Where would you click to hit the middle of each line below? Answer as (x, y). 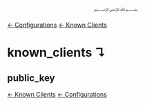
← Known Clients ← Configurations (57, 94)
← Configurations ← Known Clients (57, 25)
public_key (31, 78)
